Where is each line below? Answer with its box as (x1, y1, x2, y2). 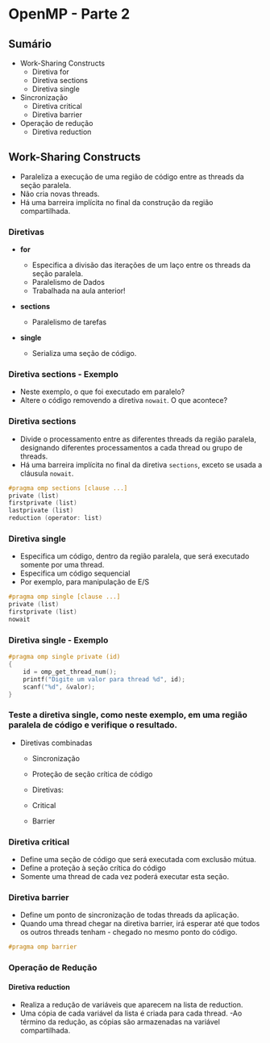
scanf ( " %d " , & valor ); (23, 683, 95, 691)
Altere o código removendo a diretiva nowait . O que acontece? (19, 396, 228, 405)
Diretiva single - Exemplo (8, 635, 109, 646)
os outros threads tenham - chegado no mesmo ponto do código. (19, 928, 238, 937)
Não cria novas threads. (19, 189, 100, 199)
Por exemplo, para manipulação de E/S (19, 577, 150, 587)
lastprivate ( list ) (8, 506, 74, 515)
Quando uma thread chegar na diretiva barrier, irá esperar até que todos (19, 919, 260, 928)
